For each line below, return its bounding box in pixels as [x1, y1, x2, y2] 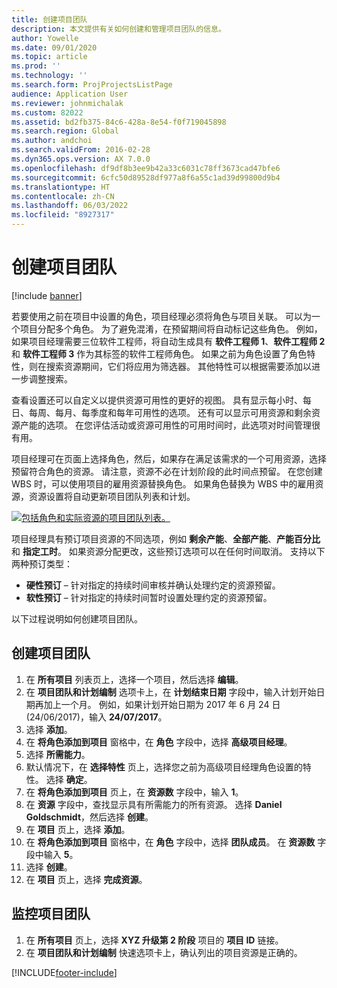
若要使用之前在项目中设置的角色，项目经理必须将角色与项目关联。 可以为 [11, 310, 312, 322]
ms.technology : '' [11, 71, 88, 81]
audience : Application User [11, 89, 129, 99]
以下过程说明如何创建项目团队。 [11, 612, 143, 625]
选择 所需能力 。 [25, 748, 91, 760]
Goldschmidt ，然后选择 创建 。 [25, 811, 154, 823]
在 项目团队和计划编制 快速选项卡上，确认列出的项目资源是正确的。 [25, 946, 303, 958]
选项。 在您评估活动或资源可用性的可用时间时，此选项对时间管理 [45, 419, 312, 431]
